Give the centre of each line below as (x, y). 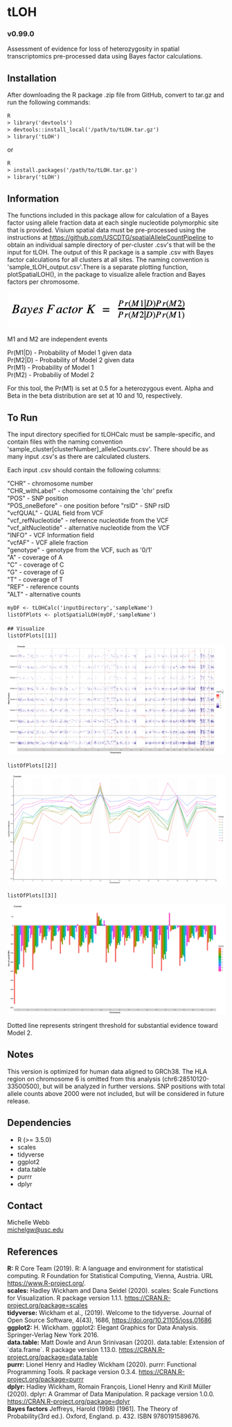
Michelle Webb (28, 1223)
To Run (23, 418)
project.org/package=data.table (53, 1357)
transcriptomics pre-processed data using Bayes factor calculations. (105, 56)
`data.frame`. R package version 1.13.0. (62, 1350)
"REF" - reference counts (43, 587)
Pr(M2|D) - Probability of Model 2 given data (71, 360)
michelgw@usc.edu (35, 1230)
